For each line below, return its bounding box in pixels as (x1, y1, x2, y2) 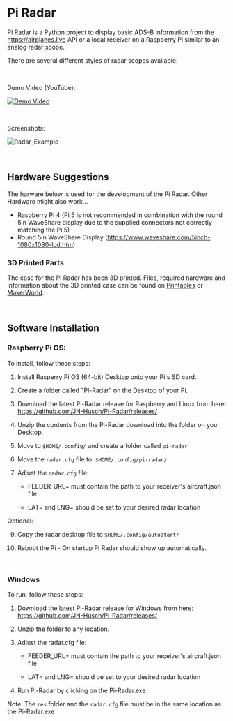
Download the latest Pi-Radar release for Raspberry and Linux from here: (17, 399, 227, 408)
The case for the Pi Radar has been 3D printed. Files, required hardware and (7, 274, 226, 282)
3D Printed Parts (7, 258, 64, 267)
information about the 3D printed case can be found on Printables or (7, 281, 203, 290)
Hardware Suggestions (7, 171, 109, 183)
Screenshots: (7, 124, 45, 132)
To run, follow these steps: (7, 590, 83, 599)
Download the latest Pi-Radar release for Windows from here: (17, 604, 194, 612)
